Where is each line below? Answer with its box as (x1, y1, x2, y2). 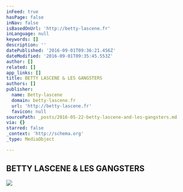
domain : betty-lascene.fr (11, 97, 76, 103)
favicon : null (11, 109, 46, 114)
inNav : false (6, 20, 39, 26)
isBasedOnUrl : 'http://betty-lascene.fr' (6, 25, 111, 32)
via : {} (6, 120, 26, 126)
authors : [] (6, 81, 36, 87)
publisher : (6, 86, 33, 92)
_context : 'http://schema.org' (6, 131, 84, 137)
